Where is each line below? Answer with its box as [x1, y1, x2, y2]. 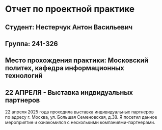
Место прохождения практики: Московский [5, 56, 149, 65]
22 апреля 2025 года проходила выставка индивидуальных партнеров [5, 109, 154, 115]
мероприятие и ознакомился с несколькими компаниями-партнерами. [5, 119, 156, 126]
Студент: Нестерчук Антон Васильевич [5, 23, 133, 31]
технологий [5, 72, 43, 80]
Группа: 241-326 [5, 39, 58, 48]
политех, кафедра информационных [5, 64, 124, 72]
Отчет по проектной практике [5, 3, 135, 15]
